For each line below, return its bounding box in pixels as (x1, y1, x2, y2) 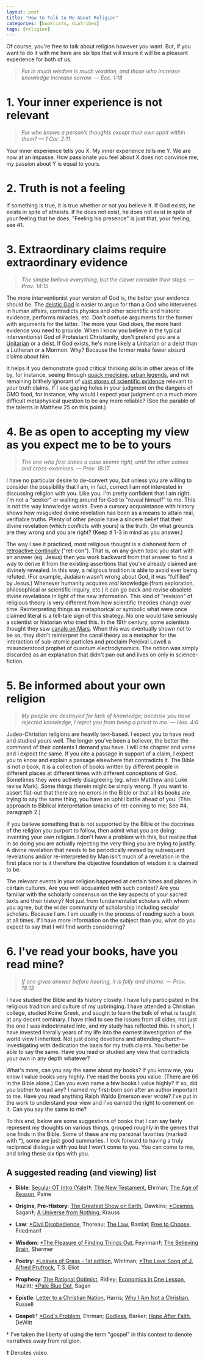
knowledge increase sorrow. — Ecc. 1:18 (21, 74, 123, 81)
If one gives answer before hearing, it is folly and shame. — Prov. (21, 977, 186, 985)
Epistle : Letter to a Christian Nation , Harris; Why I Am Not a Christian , (15, 1294, 190, 1301)
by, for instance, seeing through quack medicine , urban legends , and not (6, 371, 189, 379)
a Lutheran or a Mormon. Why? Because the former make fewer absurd (6, 346, 185, 354)
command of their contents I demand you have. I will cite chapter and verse (6, 743, 196, 751)
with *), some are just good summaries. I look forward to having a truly (6, 1137, 184, 1144)
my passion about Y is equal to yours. (6, 160, 101, 168)
